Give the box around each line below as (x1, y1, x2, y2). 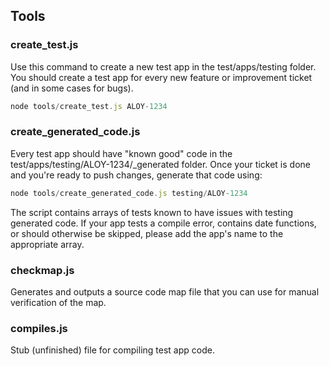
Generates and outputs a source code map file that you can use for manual (10, 286, 320, 298)
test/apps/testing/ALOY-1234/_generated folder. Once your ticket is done (10, 158, 311, 170)
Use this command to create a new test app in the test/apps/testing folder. (10, 60, 317, 73)
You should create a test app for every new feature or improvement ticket (10, 71, 313, 83)
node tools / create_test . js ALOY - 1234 (10, 101, 168, 111)
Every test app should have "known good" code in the (10, 147, 233, 159)
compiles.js (10, 321, 68, 335)
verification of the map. (10, 297, 107, 309)
